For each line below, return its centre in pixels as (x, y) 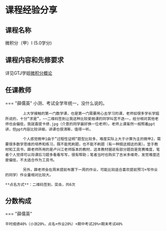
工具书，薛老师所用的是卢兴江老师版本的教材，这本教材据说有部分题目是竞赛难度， (84, 150)
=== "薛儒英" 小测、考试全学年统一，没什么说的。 (56, 103)
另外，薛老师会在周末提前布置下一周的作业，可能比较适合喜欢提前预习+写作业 (90, 169)
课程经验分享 (31, 10)
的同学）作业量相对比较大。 (29, 175)
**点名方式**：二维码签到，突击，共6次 (40, 184)
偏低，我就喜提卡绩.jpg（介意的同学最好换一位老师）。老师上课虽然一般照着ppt (86, 124)
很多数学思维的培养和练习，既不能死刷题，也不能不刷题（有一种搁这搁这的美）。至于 (82, 144)
